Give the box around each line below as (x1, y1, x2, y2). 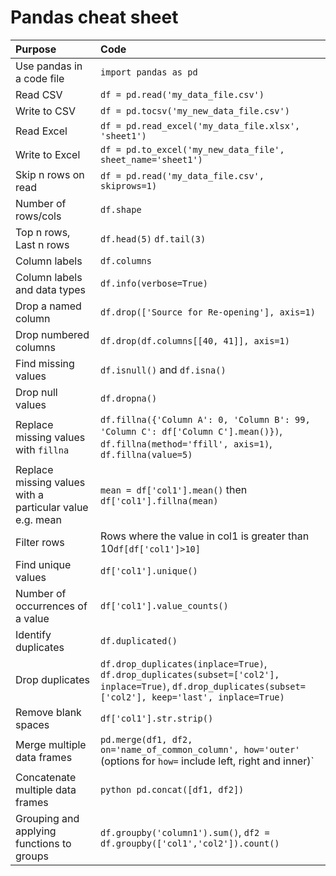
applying (15, 824, 57, 838)
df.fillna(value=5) (100, 449, 193, 460)
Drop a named (15, 299, 82, 313)
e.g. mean (15, 512, 62, 526)
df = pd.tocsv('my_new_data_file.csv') (100, 105, 290, 116)
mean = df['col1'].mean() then (100, 482, 248, 496)
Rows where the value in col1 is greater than (100, 529, 310, 543)
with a (15, 487, 44, 501)
